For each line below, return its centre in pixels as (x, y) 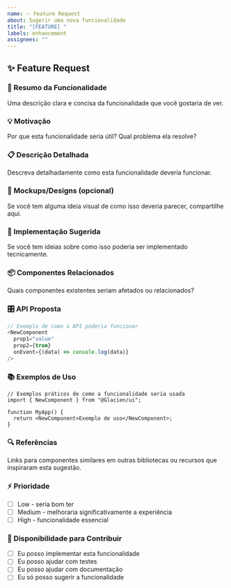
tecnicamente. (28, 254)
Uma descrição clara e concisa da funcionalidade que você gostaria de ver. (115, 103)
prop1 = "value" (34, 339)
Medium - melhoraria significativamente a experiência (95, 512)
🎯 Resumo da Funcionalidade (57, 88)
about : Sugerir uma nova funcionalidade (67, 20)
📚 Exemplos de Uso (42, 376)
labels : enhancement (37, 33)
